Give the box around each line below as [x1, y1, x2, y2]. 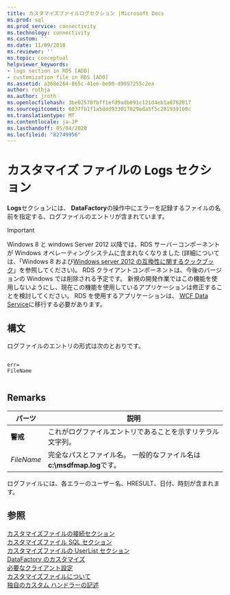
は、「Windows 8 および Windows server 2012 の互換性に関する [7, 258, 185, 266]
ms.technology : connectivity [7, 29, 90, 36]
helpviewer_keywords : [7, 61, 69, 68]
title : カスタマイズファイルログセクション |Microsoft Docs [7, 10, 164, 17]
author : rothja [7, 86, 51, 93]
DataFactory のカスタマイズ [7, 555, 86, 563]
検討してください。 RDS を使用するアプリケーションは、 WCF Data [18, 292, 209, 300]
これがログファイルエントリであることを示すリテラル [47, 426, 220, 436]
